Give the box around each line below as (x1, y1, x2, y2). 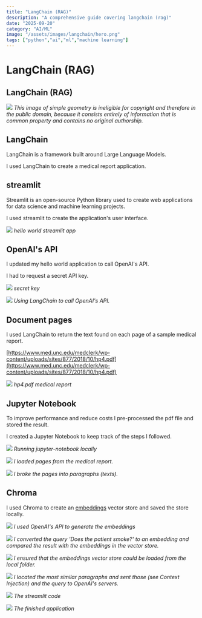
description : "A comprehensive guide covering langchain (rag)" (6, 15, 172, 21)
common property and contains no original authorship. (6, 117, 143, 124)
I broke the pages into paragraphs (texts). (13, 471, 118, 478)
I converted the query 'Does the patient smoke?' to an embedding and (13, 535, 189, 543)
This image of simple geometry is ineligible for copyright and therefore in (13, 104, 196, 111)
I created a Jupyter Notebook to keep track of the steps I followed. (6, 433, 172, 440)
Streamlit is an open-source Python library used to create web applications (6, 196, 193, 203)
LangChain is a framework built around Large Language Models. (6, 150, 166, 158)
